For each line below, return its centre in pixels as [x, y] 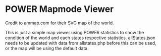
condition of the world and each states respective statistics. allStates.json [80, 38]
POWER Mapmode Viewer [59, 9]
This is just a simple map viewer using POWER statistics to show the [75, 32]
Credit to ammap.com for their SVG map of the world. [59, 23]
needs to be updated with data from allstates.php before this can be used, [81, 43]
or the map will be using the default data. [47, 48]
